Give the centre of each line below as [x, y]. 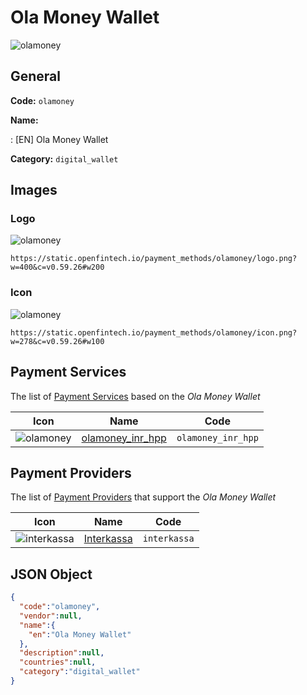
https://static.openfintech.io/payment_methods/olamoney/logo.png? [154, 259]
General [36, 76]
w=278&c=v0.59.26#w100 [57, 341]
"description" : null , [62, 653]
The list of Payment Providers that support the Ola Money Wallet [143, 497]
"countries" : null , [58, 662]
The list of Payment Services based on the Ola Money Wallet [135, 396]
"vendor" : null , [51, 616]
